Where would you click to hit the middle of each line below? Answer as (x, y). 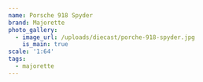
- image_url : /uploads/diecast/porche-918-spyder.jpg (105, 37)
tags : (17, 59)
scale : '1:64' (31, 52)
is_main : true (45, 45)
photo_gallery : (33, 30)
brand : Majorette (37, 23)
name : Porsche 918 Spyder (50, 15)
